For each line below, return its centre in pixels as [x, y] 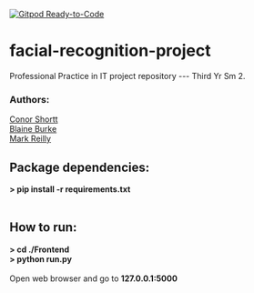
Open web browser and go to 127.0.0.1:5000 [93, 278]
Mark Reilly [30, 139]
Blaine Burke [33, 129]
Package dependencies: [80, 167]
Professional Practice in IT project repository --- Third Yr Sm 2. [127, 76]
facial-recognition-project [110, 51]
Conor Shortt [34, 119]
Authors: [30, 99]
